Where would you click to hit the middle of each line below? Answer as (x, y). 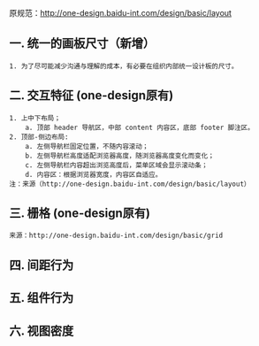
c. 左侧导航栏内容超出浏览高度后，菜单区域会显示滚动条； (117, 165)
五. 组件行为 (42, 298)
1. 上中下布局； (35, 118)
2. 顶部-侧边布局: (39, 137)
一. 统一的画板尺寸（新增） (82, 44)
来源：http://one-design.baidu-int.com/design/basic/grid (116, 236)
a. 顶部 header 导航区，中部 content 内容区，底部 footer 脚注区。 (140, 127)
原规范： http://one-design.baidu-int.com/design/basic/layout (121, 13)
